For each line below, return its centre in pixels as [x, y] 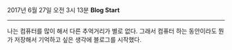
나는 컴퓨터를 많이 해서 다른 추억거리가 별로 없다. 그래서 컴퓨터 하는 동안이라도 [112, 31]
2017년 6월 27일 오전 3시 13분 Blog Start [64, 10]
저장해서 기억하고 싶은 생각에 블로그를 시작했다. [78, 39]
